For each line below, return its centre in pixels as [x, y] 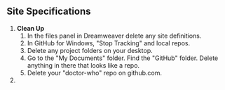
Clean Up [30, 28]
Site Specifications [49, 12]
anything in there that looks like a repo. [83, 65]
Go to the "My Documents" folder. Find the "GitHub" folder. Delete [123, 58]
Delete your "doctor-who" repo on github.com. [95, 73]
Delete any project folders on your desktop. [90, 50]
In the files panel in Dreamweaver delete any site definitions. [114, 36]
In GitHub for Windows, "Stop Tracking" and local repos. [109, 43]
